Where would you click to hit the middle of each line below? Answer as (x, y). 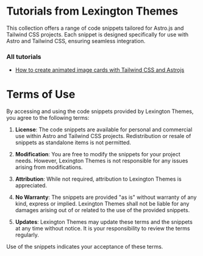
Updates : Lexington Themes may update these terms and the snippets (104, 222)
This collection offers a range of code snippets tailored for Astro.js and (95, 28)
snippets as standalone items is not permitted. (73, 143)
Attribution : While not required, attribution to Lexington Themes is (98, 179)
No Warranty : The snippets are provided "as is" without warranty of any (106, 197)
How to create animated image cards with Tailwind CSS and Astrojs (100, 70)
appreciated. (31, 185)
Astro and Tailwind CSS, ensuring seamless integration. (76, 41)
